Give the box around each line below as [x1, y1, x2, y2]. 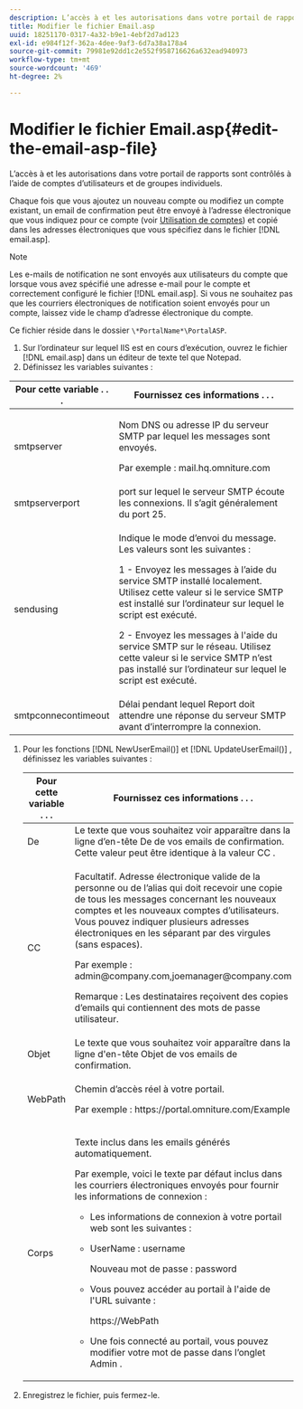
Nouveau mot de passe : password [89, 1262, 237, 1275]
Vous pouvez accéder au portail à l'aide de [89, 1282, 271, 1295]
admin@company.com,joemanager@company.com [74, 969, 292, 982]
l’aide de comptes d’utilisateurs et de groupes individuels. [9, 177, 223, 188]
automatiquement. [74, 1147, 151, 1159]
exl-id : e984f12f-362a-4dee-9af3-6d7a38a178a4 [9, 38, 188, 48]
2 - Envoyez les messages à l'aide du [118, 629, 278, 641]
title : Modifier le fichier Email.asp [9, 22, 155, 31]
